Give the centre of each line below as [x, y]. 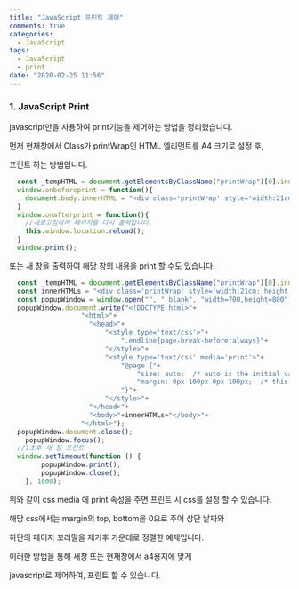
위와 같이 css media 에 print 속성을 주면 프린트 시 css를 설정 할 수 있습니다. [141, 499]
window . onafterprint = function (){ [83, 214]
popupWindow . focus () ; [65, 440]
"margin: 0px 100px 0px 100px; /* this [213, 382]
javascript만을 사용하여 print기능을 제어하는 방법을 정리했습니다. [121, 127]
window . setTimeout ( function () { [79, 456]
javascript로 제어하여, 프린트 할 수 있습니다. [85, 575]
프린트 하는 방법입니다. [48, 165]
